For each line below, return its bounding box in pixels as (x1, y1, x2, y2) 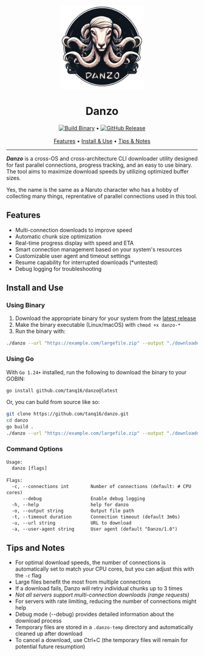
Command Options (6, 444, 63, 453)
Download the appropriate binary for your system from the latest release (15, 315, 196, 322)
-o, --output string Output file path (12, 508, 135, 514)
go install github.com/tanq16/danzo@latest (6, 388, 118, 394)
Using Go (6, 355, 35, 363)
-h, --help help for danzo (12, 502, 129, 508)
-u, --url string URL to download (12, 520, 132, 526)
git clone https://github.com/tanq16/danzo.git (6, 411, 129, 417)
